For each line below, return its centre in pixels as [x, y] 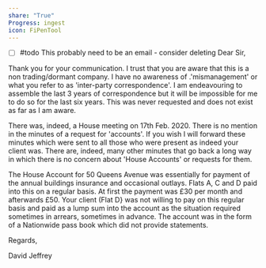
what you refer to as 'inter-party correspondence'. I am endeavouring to [125, 85]
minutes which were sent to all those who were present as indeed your [123, 142]
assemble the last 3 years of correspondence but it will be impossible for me [133, 94]
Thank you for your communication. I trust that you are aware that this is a [129, 69]
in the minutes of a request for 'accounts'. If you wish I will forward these [127, 134]
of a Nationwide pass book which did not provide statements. [108, 225]
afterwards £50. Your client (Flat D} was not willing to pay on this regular [126, 200]
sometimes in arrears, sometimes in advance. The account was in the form [130, 217]
